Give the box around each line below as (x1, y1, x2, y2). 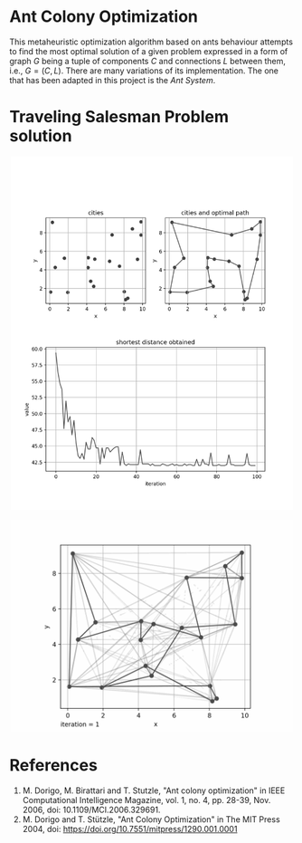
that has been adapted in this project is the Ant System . (9, 74, 216, 85)
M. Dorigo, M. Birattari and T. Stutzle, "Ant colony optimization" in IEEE (22, 785, 286, 796)
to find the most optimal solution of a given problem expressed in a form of (9, 45, 288, 56)
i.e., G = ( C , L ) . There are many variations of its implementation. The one (9, 65, 278, 76)
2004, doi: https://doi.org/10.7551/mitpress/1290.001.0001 (22, 823, 238, 834)
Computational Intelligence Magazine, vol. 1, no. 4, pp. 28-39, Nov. (22, 794, 271, 805)
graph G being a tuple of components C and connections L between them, (9, 55, 287, 66)
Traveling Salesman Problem (9, 107, 229, 128)
